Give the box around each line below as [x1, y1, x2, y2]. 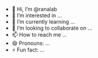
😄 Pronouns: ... [11, 40, 50, 47]
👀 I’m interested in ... [11, 12, 62, 19]
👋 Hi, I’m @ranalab [11, 6, 58, 12]
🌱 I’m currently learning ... [11, 18, 75, 25]
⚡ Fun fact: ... [11, 46, 45, 53]
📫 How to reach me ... [11, 31, 67, 38]
